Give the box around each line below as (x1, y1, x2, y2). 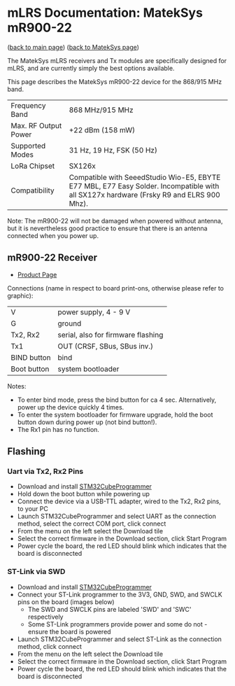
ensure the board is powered (27, 627, 111, 636)
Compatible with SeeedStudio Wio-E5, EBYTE (69, 172, 221, 182)
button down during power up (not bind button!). (17, 418, 157, 426)
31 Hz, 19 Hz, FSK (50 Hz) (69, 145, 157, 155)
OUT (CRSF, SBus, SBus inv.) (57, 341, 154, 351)
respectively (27, 612, 64, 621)
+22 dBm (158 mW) (69, 125, 136, 134)
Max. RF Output (10, 120, 62, 130)
